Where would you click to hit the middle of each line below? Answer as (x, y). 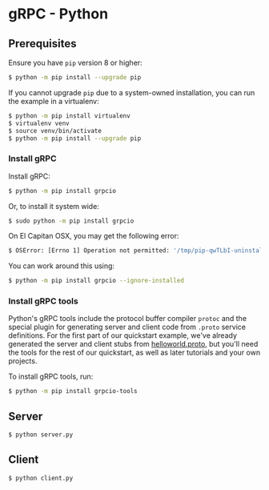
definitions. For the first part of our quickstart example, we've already (123, 335)
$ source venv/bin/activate (55, 131)
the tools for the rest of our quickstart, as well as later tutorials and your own (134, 352)
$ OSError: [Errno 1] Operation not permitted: (89, 251)
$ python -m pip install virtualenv (69, 116)
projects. (23, 361)
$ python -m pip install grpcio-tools (73, 392)
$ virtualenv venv (39, 123)
